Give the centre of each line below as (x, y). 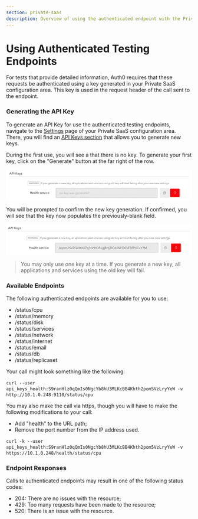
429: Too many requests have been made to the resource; (85, 505)
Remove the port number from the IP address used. (77, 430)
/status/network (34, 335)
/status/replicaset (36, 360)
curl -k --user (25, 441)
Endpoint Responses (36, 468)
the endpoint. (22, 96)
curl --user (21, 383)
